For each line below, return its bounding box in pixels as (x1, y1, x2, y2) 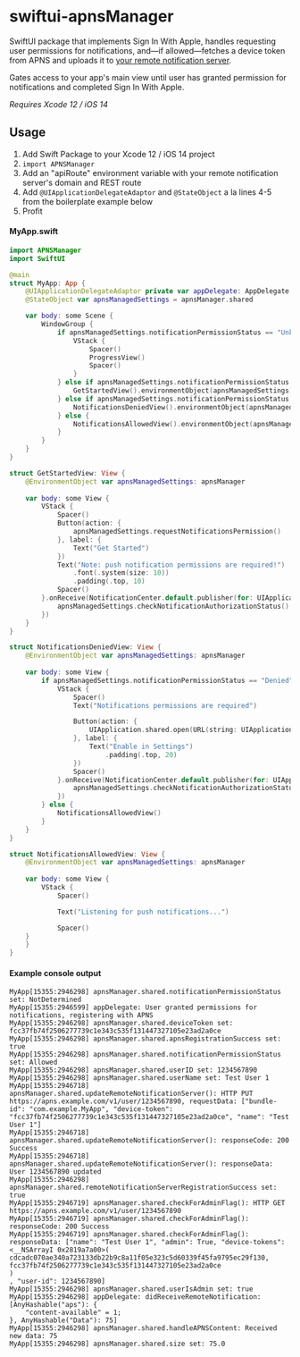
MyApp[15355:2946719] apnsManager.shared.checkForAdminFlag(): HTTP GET (9, 1199, 286, 1208)
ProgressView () (88, 353, 146, 362)
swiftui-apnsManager (9, 6, 174, 27)
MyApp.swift (9, 226, 59, 237)
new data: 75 (9, 1332, 58, 1341)
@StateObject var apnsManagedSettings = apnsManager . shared (25, 295, 254, 305)
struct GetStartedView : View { (9, 468, 126, 477)
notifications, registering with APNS (9, 1011, 154, 1020)
